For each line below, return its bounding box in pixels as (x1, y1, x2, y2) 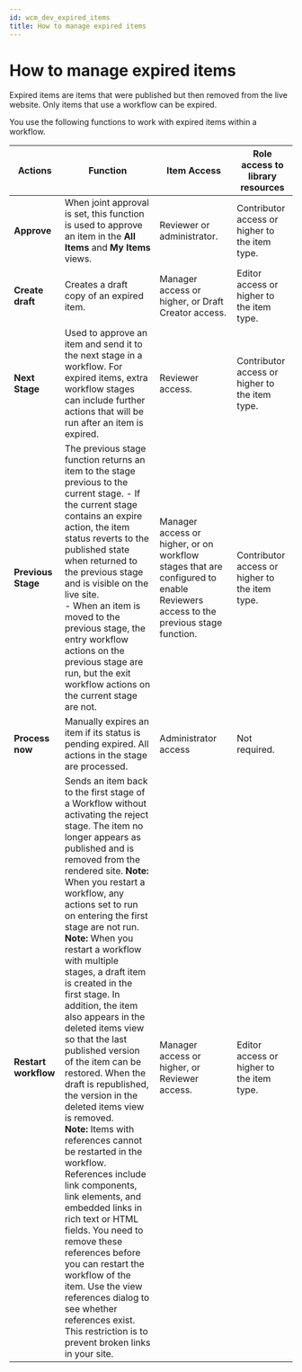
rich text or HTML (64, 1213, 139, 1226)
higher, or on (159, 538, 214, 551)
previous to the (64, 476, 129, 489)
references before (64, 1246, 141, 1259)
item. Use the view (64, 1280, 143, 1293)
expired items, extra (64, 372, 148, 385)
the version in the (64, 1089, 138, 1102)
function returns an (64, 454, 146, 466)
